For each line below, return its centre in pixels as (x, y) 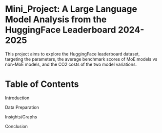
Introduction (17, 98)
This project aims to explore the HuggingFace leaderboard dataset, (72, 54)
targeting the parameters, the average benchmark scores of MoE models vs (81, 59)
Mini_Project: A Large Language (71, 9)
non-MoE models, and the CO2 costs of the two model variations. (71, 64)
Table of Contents (42, 84)
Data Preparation (22, 107)
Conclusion (17, 126)
